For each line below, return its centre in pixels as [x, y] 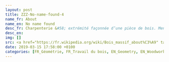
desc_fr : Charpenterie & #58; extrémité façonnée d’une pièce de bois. [81, 28]
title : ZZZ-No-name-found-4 [35, 14]
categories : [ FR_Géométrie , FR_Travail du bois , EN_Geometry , [72, 51]
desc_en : [14, 33]
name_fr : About [21, 19]
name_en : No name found [30, 24]
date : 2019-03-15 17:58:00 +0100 [40, 47]
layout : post [19, 10]
